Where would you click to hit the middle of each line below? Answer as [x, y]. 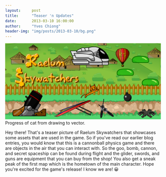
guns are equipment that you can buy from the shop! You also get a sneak [80, 159]
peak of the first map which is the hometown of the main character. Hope [80, 164]
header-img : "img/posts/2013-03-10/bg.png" [51, 31]
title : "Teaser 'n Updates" [40, 16]
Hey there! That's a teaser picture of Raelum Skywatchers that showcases [81, 133]
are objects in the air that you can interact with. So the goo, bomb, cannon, [81, 148]
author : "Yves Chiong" [33, 26]
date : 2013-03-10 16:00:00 [40, 21]
